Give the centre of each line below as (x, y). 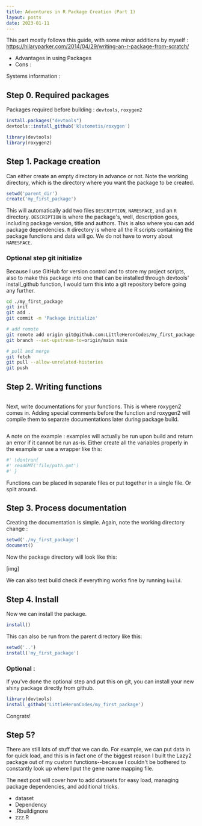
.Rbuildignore (31, 811)
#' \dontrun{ (23, 460)
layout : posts (24, 17)
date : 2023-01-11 (28, 23)
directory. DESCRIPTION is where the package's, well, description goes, (93, 217)
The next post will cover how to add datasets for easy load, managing (93, 780)
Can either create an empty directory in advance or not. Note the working (97, 176)
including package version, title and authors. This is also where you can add (100, 223)
